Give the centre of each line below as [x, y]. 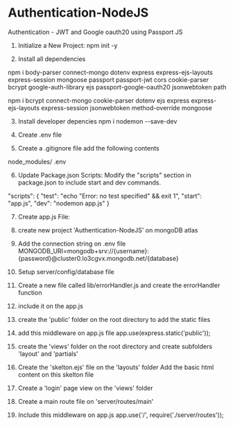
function [30, 292]
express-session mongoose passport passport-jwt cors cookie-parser [108, 79]
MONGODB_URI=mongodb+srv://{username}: [84, 250]
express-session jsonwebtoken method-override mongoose [127, 108]
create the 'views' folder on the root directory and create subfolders [115, 346]
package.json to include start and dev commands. [89, 182]
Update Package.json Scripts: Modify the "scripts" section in [104, 175]
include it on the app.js [51, 306]
